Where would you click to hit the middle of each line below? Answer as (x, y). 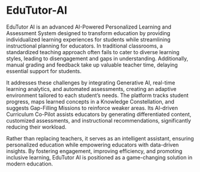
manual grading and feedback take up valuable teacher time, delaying (92, 65)
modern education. (30, 164)
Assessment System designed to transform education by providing (88, 33)
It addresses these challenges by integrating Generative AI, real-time (91, 82)
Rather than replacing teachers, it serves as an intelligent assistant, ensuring (100, 138)
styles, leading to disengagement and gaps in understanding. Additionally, (97, 58)
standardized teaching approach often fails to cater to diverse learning (93, 52)
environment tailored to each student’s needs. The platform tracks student (98, 95)
